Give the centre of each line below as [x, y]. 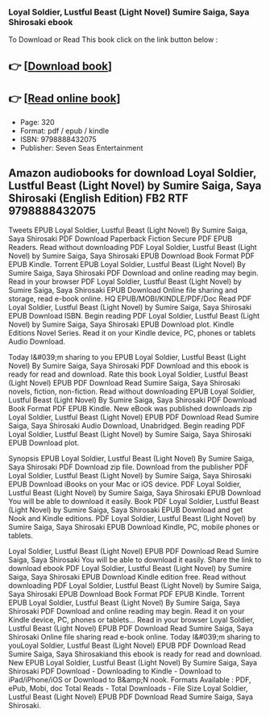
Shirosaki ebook [41, 22]
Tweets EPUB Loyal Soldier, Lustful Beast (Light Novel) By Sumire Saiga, [128, 230]
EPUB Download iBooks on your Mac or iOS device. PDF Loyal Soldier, [125, 484]
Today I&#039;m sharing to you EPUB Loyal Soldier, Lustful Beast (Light [127, 357]
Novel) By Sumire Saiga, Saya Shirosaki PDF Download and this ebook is [129, 366]
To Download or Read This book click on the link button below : [113, 40]
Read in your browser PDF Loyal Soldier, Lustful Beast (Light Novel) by [125, 281]
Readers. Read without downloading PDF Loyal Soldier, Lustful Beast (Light [133, 248]
